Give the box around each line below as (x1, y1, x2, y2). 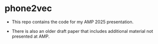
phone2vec (4, 3, 52, 14)
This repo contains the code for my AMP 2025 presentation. (11, 19, 134, 25)
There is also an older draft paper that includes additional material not (11, 28, 154, 34)
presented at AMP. (11, 33, 50, 39)
